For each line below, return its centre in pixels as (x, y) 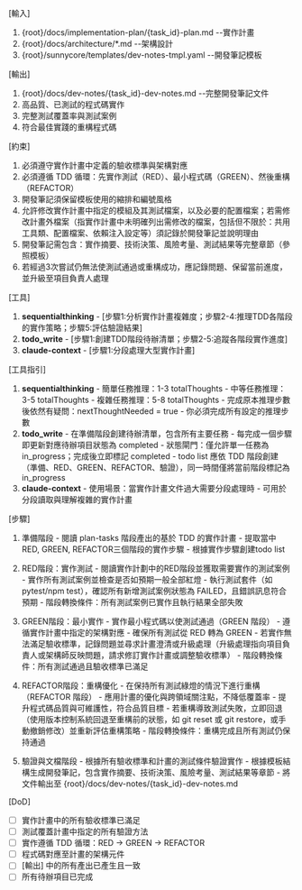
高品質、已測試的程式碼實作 (73, 105)
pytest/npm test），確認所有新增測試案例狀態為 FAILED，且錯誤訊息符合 (154, 591)
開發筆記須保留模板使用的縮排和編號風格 (96, 199)
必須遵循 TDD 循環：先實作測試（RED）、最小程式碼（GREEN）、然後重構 (156, 177)
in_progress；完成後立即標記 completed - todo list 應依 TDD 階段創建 (150, 456)
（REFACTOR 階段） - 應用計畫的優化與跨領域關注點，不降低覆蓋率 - (149, 697)
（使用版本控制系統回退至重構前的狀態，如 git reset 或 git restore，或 (150, 719)
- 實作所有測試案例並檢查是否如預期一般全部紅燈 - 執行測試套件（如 (147, 579)
